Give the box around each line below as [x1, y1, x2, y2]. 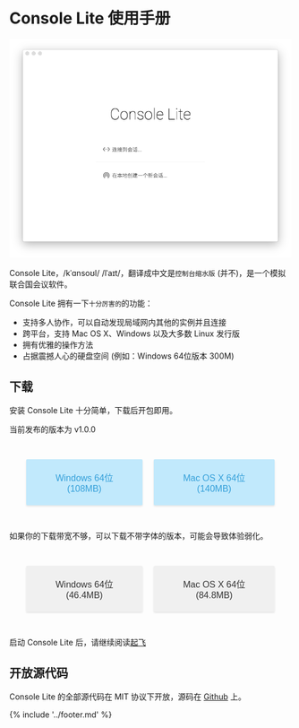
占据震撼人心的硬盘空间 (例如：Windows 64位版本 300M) [21, 351, 235, 361]
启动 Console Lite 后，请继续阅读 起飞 [9, 637, 146, 647]
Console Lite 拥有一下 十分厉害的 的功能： [9, 298, 154, 308]
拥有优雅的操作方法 [21, 339, 94, 350]
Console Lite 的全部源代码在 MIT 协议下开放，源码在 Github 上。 [9, 691, 246, 702]
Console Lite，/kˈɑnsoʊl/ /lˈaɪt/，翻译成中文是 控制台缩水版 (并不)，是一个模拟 [9, 267, 286, 278]
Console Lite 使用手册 [9, 8, 171, 29]
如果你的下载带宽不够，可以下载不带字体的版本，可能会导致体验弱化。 [9, 530, 269, 541]
